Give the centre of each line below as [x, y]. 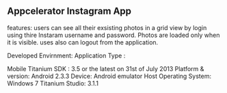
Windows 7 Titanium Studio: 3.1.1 [53, 83]
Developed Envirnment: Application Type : [66, 55]
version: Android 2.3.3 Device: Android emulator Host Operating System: [109, 76]
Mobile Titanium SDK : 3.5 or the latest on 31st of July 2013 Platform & [106, 68]
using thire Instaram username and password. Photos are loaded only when [113, 35]
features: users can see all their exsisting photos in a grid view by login [107, 27]
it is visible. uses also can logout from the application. [83, 42]
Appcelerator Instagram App [69, 11]
